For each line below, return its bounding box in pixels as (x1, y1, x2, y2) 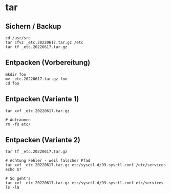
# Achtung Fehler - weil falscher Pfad (5, 158, 91, 163)
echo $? (5, 167, 22, 173)
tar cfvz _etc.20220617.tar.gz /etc (5, 40, 83, 45)
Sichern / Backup (5, 22, 61, 31)
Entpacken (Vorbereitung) (5, 58, 91, 67)
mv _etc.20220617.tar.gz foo (5, 76, 68, 81)
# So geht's (5, 176, 31, 181)
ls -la (5, 185, 19, 190)
